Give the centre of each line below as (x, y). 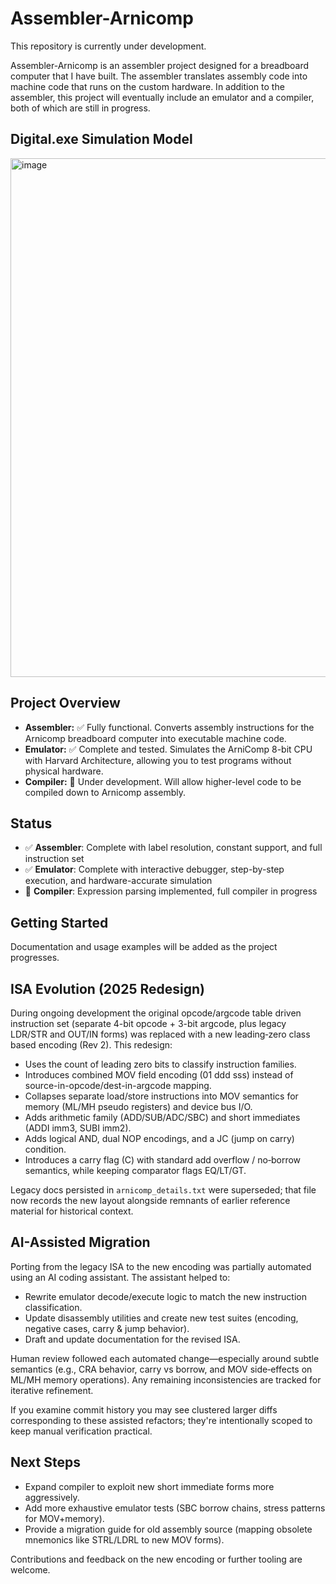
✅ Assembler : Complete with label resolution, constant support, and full (173, 848)
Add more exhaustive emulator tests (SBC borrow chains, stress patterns (175, 1508)
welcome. (30, 1569)
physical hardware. (64, 771)
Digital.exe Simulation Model (101, 139)
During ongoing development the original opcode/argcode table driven (156, 1013)
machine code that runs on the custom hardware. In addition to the (147, 86)
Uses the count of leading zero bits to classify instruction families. (160, 1064)
